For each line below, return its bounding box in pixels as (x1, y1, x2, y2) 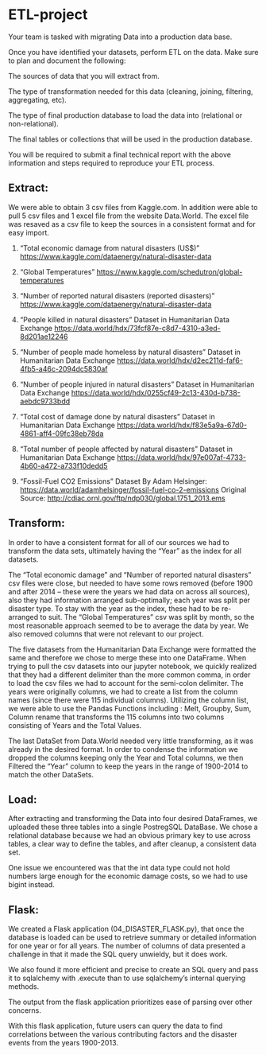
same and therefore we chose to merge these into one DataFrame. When (8, 652, 247, 662)
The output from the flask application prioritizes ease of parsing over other (8, 997, 253, 1007)
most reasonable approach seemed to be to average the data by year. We (8, 621, 249, 630)
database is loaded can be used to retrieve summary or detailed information (8, 932, 256, 942)
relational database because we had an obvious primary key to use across (8, 831, 252, 840)
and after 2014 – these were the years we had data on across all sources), (8, 586, 250, 596)
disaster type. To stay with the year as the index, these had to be (8, 603, 220, 613)
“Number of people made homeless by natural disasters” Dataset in (19, 347, 241, 356)
